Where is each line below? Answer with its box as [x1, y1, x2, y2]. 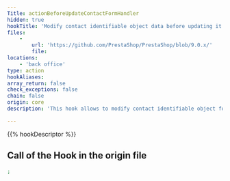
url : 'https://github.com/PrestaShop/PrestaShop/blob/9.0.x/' [31, 42, 213, 48]
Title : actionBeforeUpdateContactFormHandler [7, 10, 139, 17]
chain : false [7, 93, 44, 100]
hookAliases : [7, 73, 44, 81]
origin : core [7, 99, 44, 106]
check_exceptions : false [7, 86, 78, 93]
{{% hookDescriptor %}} [7, 130, 77, 138]
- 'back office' [19, 61, 66, 68]
